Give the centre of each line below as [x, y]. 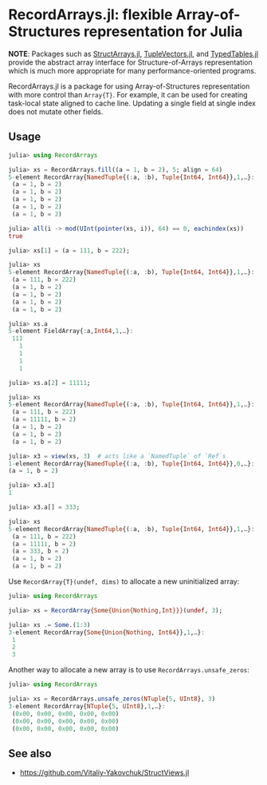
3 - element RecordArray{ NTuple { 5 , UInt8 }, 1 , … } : [87, 706]
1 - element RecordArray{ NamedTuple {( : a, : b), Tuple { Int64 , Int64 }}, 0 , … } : [132, 464]
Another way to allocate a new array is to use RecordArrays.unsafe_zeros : [129, 670]
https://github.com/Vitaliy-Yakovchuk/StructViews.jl [104, 773]
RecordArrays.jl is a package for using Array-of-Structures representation [129, 86]
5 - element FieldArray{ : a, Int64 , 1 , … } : [71, 331]
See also [30, 753]
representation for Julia [163, 32]
